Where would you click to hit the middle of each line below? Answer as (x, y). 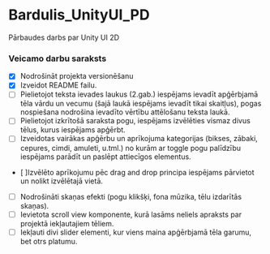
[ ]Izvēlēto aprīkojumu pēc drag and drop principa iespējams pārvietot (137, 172)
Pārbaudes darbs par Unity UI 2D (64, 37)
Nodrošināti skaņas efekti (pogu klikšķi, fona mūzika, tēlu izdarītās (131, 196)
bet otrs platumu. (49, 241)
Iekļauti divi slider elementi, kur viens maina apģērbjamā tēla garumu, (136, 232)
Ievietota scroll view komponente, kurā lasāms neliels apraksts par (131, 214)
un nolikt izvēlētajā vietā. (62, 181)
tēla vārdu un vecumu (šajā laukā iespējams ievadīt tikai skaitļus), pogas (141, 104)
